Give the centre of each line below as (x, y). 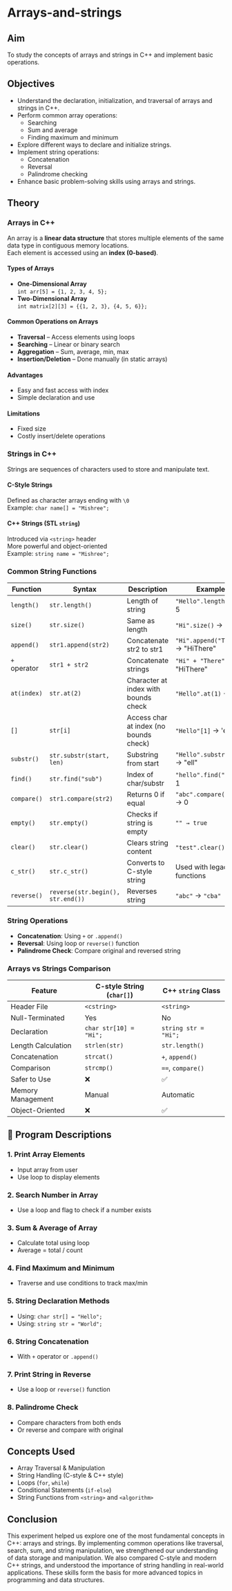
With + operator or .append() (58, 1357)
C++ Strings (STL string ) (44, 523)
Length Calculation (41, 1045)
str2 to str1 (145, 649)
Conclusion (32, 1519)
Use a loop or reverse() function (64, 1389)
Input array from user (47, 1169)
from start (143, 763)
